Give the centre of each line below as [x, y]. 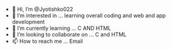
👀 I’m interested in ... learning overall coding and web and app [89, 15]
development [28, 22]
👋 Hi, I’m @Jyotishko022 [43, 9]
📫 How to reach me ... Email [47, 41]
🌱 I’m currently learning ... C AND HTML [62, 28]
